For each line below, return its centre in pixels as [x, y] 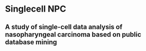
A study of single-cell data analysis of [64, 27]
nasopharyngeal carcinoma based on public [73, 34]
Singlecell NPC [36, 9]
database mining [31, 42]
